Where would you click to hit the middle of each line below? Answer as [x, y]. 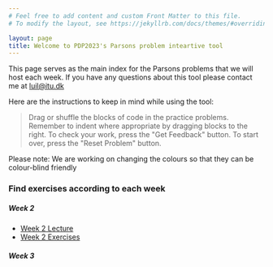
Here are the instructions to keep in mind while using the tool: [111, 101]
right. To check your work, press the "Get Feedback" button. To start [143, 135]
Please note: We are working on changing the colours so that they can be [131, 159]
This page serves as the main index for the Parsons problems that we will [131, 69]
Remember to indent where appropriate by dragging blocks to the [138, 126]
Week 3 [22, 256]
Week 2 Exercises [50, 237]
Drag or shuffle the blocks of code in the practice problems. [128, 118]
